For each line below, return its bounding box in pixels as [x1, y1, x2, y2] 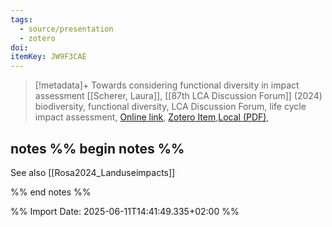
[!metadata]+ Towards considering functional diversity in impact [34, 79, 300, 91]
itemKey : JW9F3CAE [10, 52, 87, 62]
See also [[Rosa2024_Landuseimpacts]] [10, 166, 176, 178]
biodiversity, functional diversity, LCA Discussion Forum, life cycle [34, 101, 307, 113]
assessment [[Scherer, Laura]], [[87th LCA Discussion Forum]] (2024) [34, 90, 323, 102]
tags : [10, 14, 33, 25]
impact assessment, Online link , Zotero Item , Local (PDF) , [34, 111, 270, 123]
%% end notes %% [10, 186, 92, 198]
